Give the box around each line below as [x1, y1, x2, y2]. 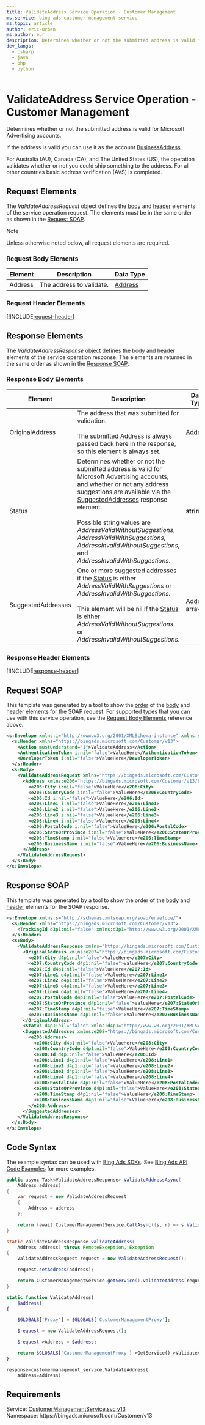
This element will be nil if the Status [77, 604, 179, 613]
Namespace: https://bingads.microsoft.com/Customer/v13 [6, 1412, 153, 1419]
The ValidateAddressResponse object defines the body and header [6, 347, 176, 354]
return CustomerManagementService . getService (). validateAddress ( [17, 1278, 187, 1284]
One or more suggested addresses [77, 566, 177, 575]
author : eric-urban [6, 26, 56, 32]
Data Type [114, 270, 145, 279]
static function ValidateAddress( [6, 1294, 95, 1300]
